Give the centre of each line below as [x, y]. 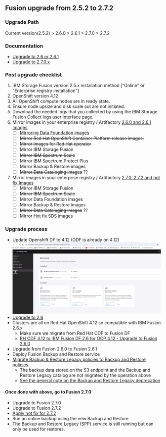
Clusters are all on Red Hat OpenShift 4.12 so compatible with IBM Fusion [86, 323]
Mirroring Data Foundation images [54, 133]
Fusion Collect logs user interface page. [53, 117]
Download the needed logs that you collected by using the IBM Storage [85, 112]
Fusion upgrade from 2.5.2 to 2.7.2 [59, 8]
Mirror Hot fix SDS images [46, 216]
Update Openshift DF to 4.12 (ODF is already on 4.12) [66, 240]
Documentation [24, 46]
